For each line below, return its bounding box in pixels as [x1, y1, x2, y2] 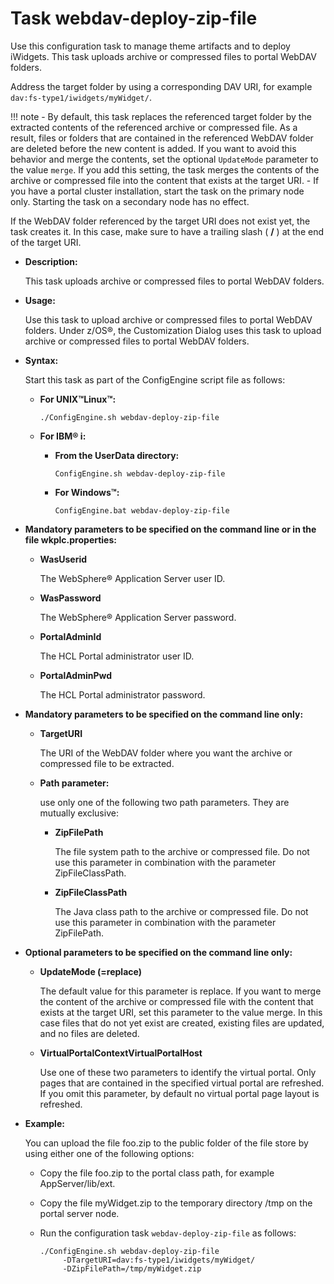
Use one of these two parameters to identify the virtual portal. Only [39, 1066, 317, 1078]
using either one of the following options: [24, 1147, 195, 1159]
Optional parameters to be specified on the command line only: [24, 946, 293, 958]
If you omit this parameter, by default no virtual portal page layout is [39, 1087, 320, 1099]
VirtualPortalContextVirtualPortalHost [39, 1047, 203, 1059]
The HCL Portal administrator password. [39, 688, 206, 701]
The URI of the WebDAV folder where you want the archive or [39, 747, 293, 759]
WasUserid [39, 553, 88, 565]
